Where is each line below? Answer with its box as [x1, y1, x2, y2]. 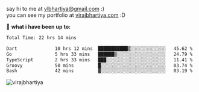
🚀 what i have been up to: [6, 23, 71, 30]
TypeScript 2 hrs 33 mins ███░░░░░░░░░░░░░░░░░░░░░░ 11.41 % [6, 57, 193, 63]
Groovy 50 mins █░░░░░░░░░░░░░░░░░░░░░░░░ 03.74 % [6, 63, 193, 69]
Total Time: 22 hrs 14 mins [6, 35, 77, 41]
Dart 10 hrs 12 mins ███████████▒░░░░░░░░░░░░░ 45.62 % [6, 45, 193, 52]
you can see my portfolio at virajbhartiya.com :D [6, 11, 125, 19]
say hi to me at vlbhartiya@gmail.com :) [6, 5, 104, 12]
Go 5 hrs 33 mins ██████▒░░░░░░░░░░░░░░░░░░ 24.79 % [6, 51, 193, 57]
